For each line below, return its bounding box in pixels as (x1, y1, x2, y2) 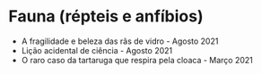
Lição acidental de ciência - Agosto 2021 (21, 45, 172, 55)
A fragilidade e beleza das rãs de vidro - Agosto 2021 (21, 36, 219, 46)
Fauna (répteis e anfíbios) (8, 6, 204, 27)
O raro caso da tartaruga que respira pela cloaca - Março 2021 (21, 54, 253, 65)
